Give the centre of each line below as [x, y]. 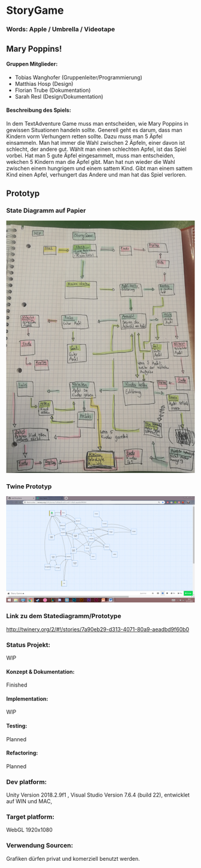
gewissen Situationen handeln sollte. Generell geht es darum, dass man [94, 130]
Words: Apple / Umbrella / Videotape [61, 29]
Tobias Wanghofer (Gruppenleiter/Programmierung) [78, 77]
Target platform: [31, 817]
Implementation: [27, 699]
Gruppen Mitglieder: [32, 64]
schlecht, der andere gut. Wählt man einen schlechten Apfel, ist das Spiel [96, 149]
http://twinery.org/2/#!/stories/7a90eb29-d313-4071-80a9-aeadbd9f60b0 [98, 629]
